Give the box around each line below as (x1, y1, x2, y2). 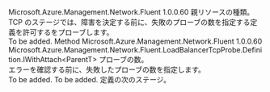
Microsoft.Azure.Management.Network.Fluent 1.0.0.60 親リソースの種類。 (8, 7, 255, 17)
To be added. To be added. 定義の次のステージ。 (8, 75, 171, 84)
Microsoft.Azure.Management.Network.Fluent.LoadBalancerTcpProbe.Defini (8, 45, 263, 54)
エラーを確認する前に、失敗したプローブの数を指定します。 (8, 65, 206, 74)
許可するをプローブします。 (22, 27, 114, 37)
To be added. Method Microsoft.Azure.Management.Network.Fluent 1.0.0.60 (8, 36, 263, 46)
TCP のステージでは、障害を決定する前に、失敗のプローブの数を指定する (8, 18, 251, 27)
